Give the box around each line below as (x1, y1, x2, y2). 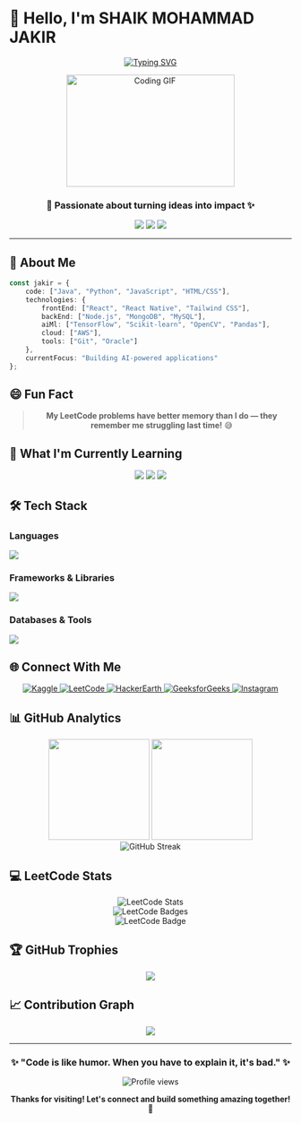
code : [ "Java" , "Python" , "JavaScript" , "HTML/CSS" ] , (25, 287, 230, 296)
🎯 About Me (9, 255, 76, 270)
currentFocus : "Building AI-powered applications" (25, 353, 219, 362)
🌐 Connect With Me (9, 659, 122, 675)
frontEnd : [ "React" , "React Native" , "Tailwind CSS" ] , (41, 304, 251, 313)
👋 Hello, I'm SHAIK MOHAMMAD (9, 8, 255, 29)
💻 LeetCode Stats (9, 868, 113, 884)
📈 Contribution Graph (9, 998, 134, 1013)
